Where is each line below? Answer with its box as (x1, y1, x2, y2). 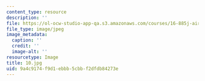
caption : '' (12, 37, 43, 43)
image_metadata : (6, 32, 48, 38)
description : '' (6, 15, 48, 21)
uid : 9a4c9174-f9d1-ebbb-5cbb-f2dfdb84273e (6, 65, 119, 72)
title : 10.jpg (6, 60, 43, 66)
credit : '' (12, 43, 40, 49)
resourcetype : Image (6, 54, 59, 60)
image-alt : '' (12, 49, 48, 55)
